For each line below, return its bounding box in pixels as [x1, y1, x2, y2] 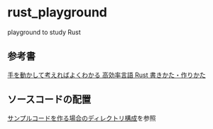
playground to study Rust [7, 28, 82, 36]
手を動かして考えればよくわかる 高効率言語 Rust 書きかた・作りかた [7, 71, 206, 79]
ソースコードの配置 [7, 93, 91, 105]
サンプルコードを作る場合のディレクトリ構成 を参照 [7, 113, 156, 122]
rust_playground [7, 4, 108, 21]
